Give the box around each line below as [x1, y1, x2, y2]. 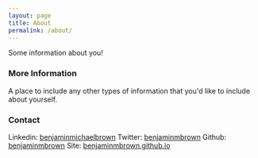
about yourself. [8, 94, 58, 104]
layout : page [8, 11, 52, 20]
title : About [8, 19, 52, 27]
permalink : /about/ [8, 26, 73, 34]
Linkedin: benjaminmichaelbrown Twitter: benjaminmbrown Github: [8, 132, 227, 141]
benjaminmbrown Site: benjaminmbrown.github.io [8, 141, 171, 150]
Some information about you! [8, 48, 103, 58]
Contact [8, 114, 40, 125]
